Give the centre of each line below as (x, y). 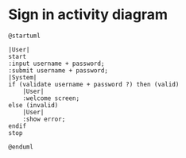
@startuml (25, 36)
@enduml (21, 147)
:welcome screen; (51, 98)
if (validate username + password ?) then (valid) (94, 84)
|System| (23, 77)
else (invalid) (33, 105)
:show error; (44, 119)
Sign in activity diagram (88, 15)
